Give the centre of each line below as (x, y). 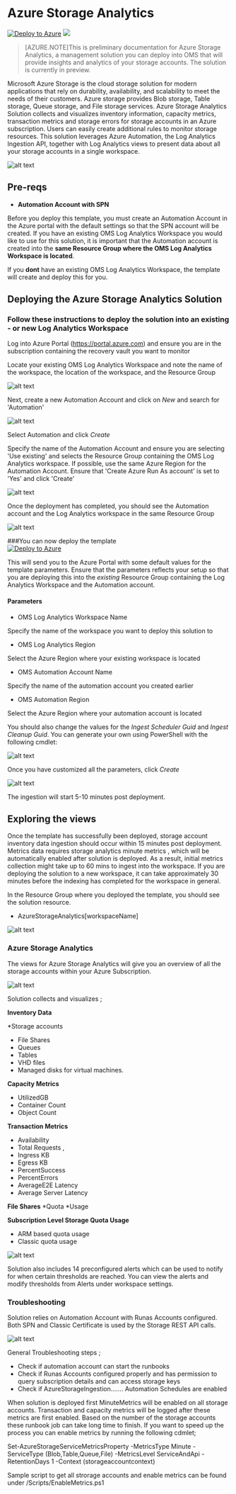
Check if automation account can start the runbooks (93, 1366)
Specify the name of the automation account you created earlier (101, 686)
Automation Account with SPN (63, 204)
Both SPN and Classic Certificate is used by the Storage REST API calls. (112, 1325)
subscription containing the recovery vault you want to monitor (99, 351)
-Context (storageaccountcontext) (105, 1461)
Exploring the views (52, 819)
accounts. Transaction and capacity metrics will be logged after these (109, 1410)
